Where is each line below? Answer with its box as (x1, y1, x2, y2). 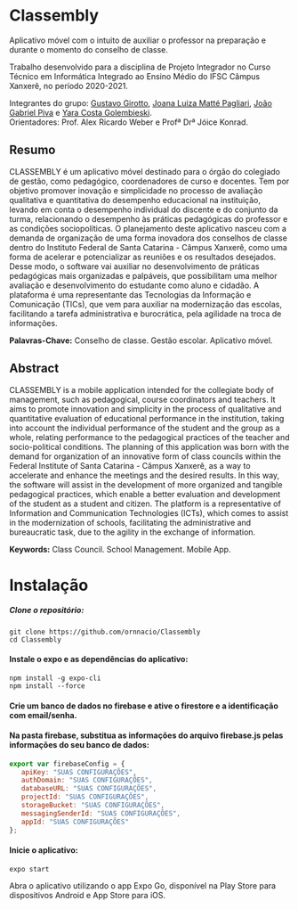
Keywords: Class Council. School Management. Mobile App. (9, 544, 231, 554)
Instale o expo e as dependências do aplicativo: (9, 654, 189, 665)
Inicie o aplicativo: (9, 845, 78, 856)
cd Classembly (9, 635, 62, 644)
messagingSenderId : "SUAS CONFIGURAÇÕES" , (20, 808, 181, 818)
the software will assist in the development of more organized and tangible (9, 479, 283, 490)
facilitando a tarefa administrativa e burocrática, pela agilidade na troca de (9, 308, 282, 319)
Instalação (9, 575, 89, 595)
